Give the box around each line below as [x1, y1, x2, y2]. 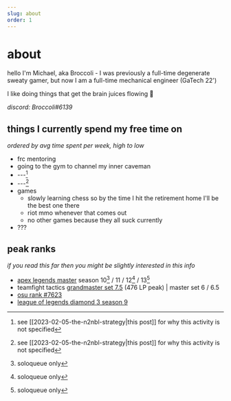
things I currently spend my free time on [7, 123, 183, 135]
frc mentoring [16, 155, 56, 163]
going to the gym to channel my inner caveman [16, 162, 151, 170]
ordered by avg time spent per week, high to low [7, 141, 144, 150]
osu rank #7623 [16, 291, 63, 299]
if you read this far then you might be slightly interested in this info [7, 262, 195, 270]
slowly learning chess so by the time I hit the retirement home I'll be [27, 194, 219, 202]
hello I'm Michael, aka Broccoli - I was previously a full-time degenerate [7, 69, 210, 77]
